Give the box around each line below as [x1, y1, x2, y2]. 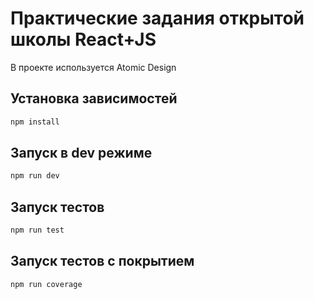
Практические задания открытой [10, 7, 305, 30]
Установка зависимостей [10, 90, 178, 107]
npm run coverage [10, 279, 83, 289]
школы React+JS [10, 28, 157, 51]
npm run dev [10, 171, 60, 181]
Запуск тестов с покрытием [10, 253, 195, 270]
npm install [10, 117, 60, 127]
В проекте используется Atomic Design [10, 61, 177, 73]
